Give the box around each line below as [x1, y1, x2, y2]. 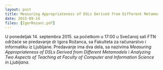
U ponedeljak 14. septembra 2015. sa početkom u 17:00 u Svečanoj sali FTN [5, 34, 156, 40]
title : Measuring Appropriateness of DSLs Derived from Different [5, 12, 142, 16]
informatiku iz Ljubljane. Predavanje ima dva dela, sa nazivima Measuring [5, 44, 152, 50]
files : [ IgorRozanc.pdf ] [5, 20, 55, 26]
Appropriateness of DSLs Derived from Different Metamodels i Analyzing [5, 49, 151, 55]
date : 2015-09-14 [5, 16, 40, 21]
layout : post [5, 7, 32, 12]
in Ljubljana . [5, 59, 30, 65]
